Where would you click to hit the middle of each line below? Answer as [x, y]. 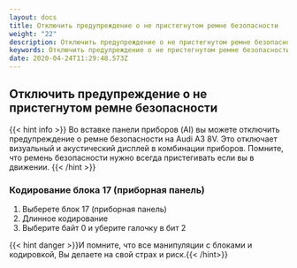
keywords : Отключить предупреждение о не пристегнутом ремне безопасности [150, 50]
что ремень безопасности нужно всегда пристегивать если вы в [132, 157]
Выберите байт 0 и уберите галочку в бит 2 [104, 228]
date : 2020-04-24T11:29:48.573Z [69, 58]
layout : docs [33, 17]
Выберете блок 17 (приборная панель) [95, 210]
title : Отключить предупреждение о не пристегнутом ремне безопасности [144, 26]
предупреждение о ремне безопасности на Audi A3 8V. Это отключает [143, 139]
